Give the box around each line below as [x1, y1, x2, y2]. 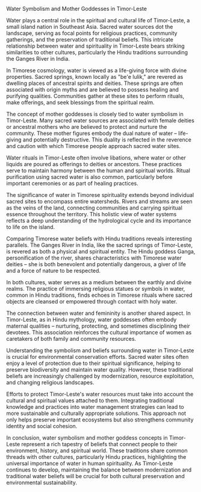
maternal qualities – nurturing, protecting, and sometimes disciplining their [6, 322, 191, 329]
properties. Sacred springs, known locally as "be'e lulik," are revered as [6, 73, 184, 80]
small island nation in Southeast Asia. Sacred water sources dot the [6, 23, 173, 30]
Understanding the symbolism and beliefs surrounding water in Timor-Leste [6, 347, 194, 354]
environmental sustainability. [6, 479, 77, 486]
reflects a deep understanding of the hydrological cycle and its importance [6, 217, 191, 224]
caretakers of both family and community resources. [6, 335, 137, 342]
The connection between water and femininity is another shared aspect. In [6, 310, 191, 317]
